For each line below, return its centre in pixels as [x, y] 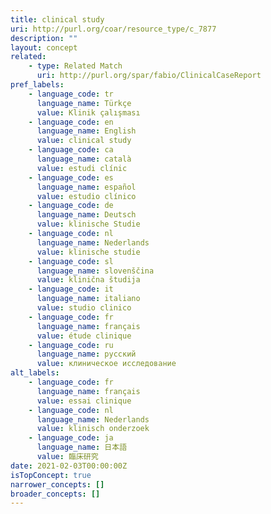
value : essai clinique [84, 401]
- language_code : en [71, 122]
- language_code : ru [71, 345]
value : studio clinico [84, 308]
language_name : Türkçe [84, 103]
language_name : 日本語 [82, 447]
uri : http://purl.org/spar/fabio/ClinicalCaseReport [149, 76]
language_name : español [86, 187]
